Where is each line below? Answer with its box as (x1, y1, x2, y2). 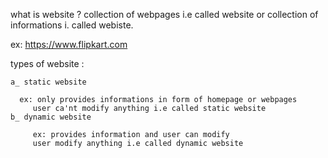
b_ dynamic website (10, 112, 92, 122)
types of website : (10, 58, 85, 69)
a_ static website (10, 77, 87, 87)
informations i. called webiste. (10, 19, 134, 31)
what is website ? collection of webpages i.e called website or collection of (10, 9, 319, 20)
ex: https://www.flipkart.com (10, 39, 128, 50)
